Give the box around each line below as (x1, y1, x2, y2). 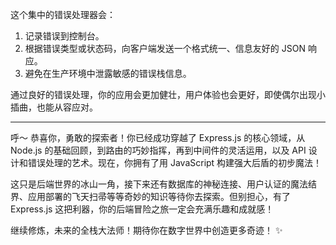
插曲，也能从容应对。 (10, 101, 98, 113)
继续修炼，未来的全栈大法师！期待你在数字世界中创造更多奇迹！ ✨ (10, 224, 283, 236)
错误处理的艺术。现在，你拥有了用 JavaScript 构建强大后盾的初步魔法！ (27, 157, 323, 168)
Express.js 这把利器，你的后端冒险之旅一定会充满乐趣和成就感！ (10, 203, 275, 215)
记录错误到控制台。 (24, 30, 105, 42)
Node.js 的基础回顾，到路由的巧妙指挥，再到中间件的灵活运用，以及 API (10, 144, 307, 156)
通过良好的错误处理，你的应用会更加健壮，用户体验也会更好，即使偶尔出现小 (10, 89, 326, 100)
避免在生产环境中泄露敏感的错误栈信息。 (24, 68, 192, 79)
